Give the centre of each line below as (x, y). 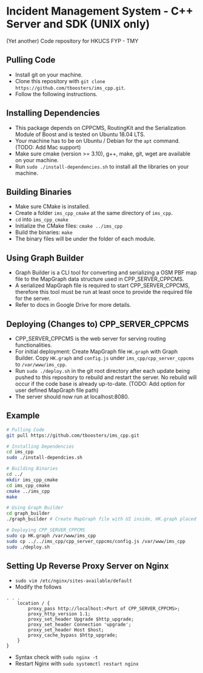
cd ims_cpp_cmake (28, 485)
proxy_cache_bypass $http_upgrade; (73, 635)
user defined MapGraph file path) (57, 390)
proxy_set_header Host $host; (66, 630)
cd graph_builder (28, 514)
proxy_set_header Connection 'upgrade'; (80, 625)
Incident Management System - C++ (100, 11)
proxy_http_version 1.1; (59, 614)
